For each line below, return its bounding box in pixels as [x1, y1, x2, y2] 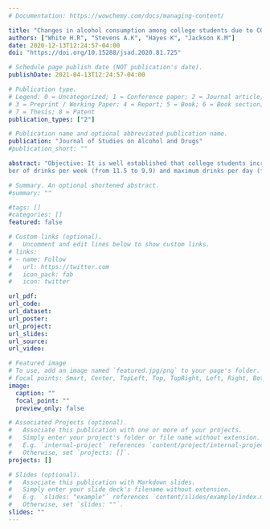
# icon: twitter [8, 278, 70, 286]
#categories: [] [8, 211, 63, 219]
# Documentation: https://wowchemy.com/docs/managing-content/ [8, 11, 225, 20]
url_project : [8, 322, 52, 330]
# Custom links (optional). [8, 233, 103, 242]
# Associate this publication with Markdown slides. [8, 478, 196, 486]
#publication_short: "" [8, 145, 88, 153]
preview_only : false [15, 404, 84, 412]
